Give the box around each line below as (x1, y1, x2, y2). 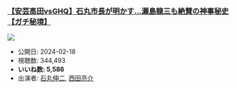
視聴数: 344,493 (17, 57, 66, 65)
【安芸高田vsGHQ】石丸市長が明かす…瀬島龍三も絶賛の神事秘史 (7, 6, 229, 16)
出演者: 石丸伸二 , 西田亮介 (17, 74, 94, 83)
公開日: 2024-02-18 (17, 47, 76, 56)
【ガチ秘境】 (7, 16, 52, 26)
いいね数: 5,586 (17, 65, 65, 73)
